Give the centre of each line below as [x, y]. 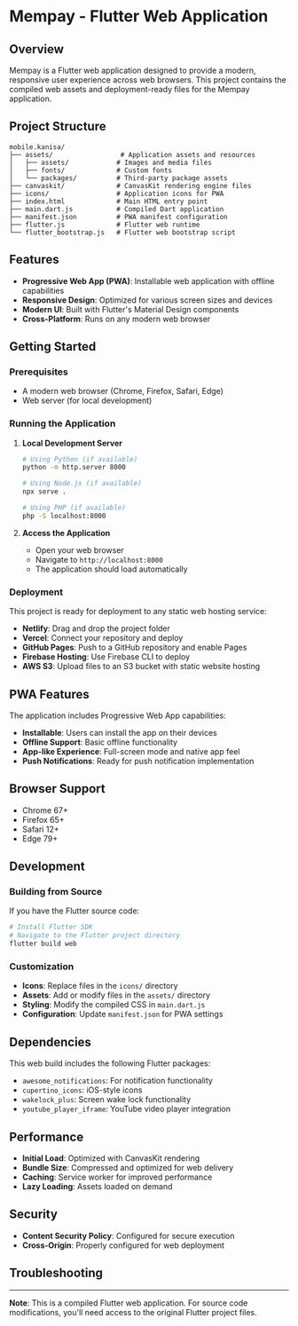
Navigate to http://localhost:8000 [99, 559]
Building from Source [56, 892]
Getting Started [53, 347]
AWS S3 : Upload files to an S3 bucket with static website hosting [141, 667]
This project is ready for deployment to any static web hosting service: [138, 612]
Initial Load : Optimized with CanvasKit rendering [111, 1158]
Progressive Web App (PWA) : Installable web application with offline [148, 280]
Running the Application [63, 423]
